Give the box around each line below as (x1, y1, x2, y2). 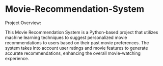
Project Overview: (5, 20, 42, 26)
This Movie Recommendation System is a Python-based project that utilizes (5, 29, 159, 35)
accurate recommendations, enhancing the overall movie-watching (5, 50, 141, 56)
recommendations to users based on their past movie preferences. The (5, 39, 149, 45)
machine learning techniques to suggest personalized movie (5, 34, 127, 40)
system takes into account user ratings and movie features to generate (5, 45, 148, 51)
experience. (5, 55, 29, 61)
